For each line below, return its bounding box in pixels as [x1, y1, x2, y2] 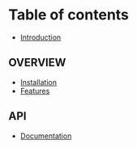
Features [19, 86, 50, 95]
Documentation [19, 131, 72, 141]
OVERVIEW [8, 56, 66, 70]
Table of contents [8, 6, 130, 24]
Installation [19, 77, 58, 87]
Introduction [19, 32, 62, 42]
